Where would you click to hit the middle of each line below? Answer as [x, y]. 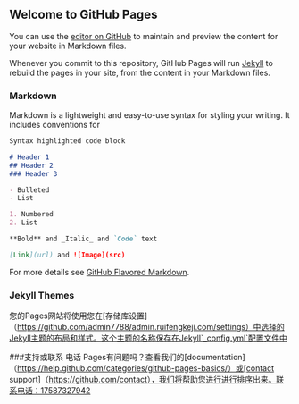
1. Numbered [31, 215]
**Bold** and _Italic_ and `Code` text [83, 239]
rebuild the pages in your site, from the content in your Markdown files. [140, 72]
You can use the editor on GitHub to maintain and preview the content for [144, 36]
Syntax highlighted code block [67, 141]
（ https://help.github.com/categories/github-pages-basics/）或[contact [142, 368]
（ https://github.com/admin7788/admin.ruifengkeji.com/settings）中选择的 [147, 327]
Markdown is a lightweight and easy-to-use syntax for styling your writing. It [149, 115]
